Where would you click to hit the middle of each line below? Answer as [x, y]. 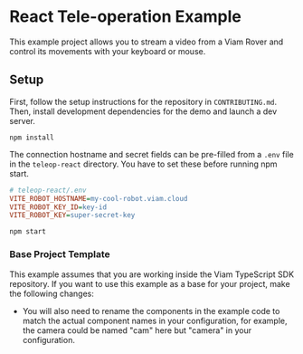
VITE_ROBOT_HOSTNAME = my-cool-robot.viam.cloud [99, 198]
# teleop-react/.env [48, 190]
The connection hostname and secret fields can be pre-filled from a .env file [151, 154]
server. [23, 120]
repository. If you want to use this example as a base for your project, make [150, 283]
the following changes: [52, 293]
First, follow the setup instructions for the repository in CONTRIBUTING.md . [143, 101]
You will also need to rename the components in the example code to [151, 311]
